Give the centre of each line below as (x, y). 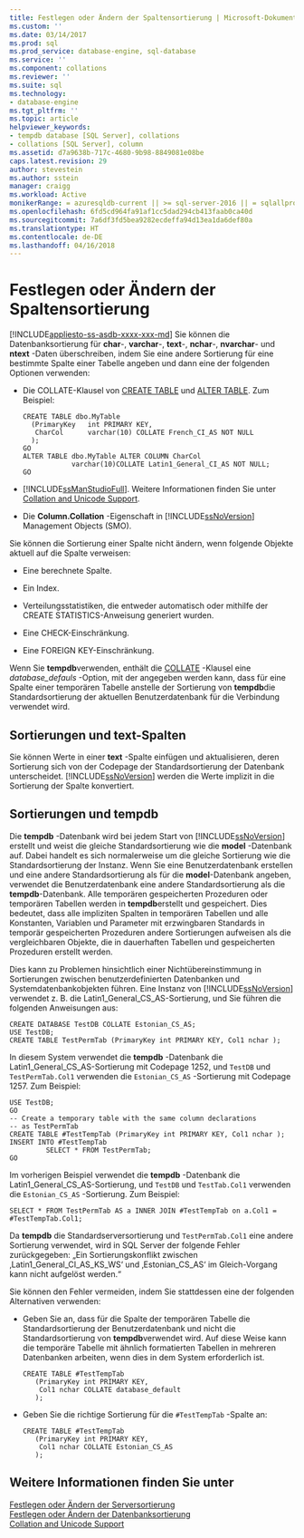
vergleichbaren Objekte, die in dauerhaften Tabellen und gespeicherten (142, 942)
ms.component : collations (58, 69)
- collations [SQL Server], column (76, 144)
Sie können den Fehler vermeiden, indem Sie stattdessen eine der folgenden (152, 1291)
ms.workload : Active (48, 195)
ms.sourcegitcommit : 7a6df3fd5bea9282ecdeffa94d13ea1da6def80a (131, 220)
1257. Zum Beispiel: (45, 1086)
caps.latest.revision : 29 (58, 161)
